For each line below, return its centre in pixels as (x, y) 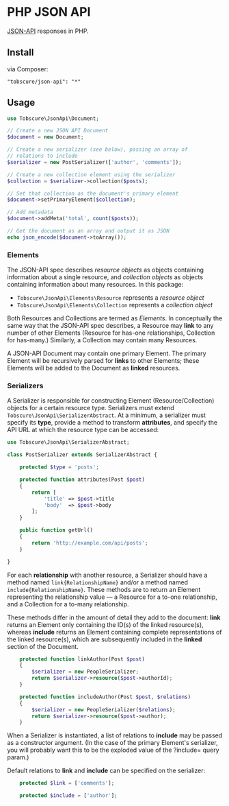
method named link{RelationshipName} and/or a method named (98, 582)
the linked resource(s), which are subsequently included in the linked (105, 639)
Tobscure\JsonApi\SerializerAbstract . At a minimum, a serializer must (107, 415)
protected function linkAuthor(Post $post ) (82, 659)
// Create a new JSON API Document (58, 131)
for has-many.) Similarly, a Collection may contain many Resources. (102, 340)
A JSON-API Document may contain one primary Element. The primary (107, 353)
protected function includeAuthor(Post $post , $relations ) (105, 697)
